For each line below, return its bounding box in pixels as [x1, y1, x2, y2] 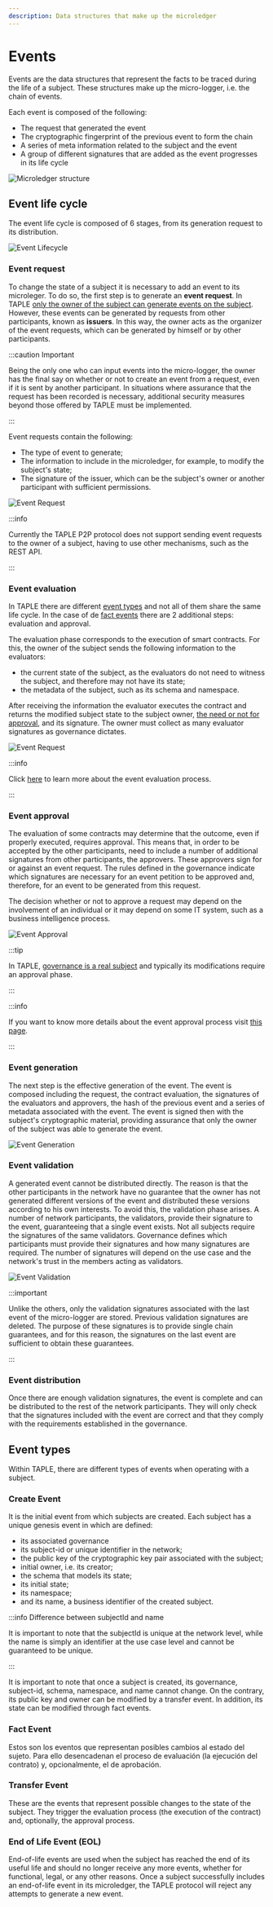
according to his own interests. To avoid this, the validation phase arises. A [8, 1204, 259, 1214]
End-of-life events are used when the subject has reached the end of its [8, 1855, 250, 1865]
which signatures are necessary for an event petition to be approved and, [8, 872, 255, 882]
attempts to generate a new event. [8, 1889, 124, 1899]
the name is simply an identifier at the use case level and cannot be [8, 1637, 235, 1647]
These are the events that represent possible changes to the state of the [8, 1798, 251, 1808]
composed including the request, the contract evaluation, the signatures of [8, 1089, 259, 1099]
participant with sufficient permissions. [20, 482, 152, 491]
